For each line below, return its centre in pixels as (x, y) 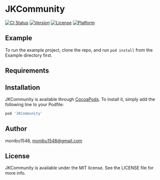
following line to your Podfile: (35, 104)
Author (16, 129)
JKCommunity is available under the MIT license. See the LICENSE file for (79, 168)
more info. (15, 173)
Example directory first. (29, 55)
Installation (23, 87)
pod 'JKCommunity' (24, 113)
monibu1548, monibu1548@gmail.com (44, 141)
